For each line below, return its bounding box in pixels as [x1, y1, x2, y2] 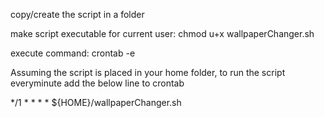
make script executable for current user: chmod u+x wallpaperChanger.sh [10, 28, 315, 39]
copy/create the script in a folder [10, 9, 145, 20]
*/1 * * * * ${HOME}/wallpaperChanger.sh [10, 97, 182, 108]
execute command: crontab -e [10, 47, 136, 59]
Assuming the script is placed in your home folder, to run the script [10, 67, 286, 78]
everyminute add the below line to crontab [10, 77, 185, 89]
